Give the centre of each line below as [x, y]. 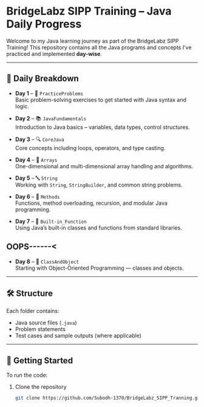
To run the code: [27, 375]
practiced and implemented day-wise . [54, 53]
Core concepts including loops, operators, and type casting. [90, 148]
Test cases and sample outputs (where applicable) [78, 336]
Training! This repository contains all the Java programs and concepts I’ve [99, 47]
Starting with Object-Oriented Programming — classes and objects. [99, 268]
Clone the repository [41, 387]
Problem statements [40, 329]
